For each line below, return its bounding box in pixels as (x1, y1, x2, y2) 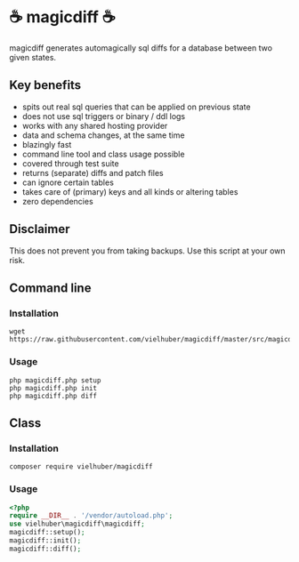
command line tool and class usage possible (21, 149, 185, 159)
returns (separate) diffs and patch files (21, 167, 164, 178)
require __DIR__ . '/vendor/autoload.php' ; (9, 511, 174, 520)
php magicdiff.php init (9, 383, 98, 392)
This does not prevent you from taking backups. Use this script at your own (9, 245, 287, 256)
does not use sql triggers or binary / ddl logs (21, 110, 186, 121)
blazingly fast (21, 139, 72, 149)
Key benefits (9, 77, 82, 93)
